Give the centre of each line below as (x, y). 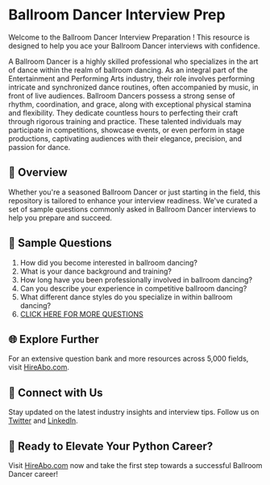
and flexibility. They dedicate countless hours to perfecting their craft (123, 113)
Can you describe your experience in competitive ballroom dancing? (133, 288)
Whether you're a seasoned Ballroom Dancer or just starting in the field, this (134, 192)
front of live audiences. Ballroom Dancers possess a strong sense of (122, 95)
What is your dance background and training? (96, 271)
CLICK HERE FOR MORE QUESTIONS (81, 314)
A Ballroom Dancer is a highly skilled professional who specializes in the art (133, 61)
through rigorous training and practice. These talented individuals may (125, 121)
